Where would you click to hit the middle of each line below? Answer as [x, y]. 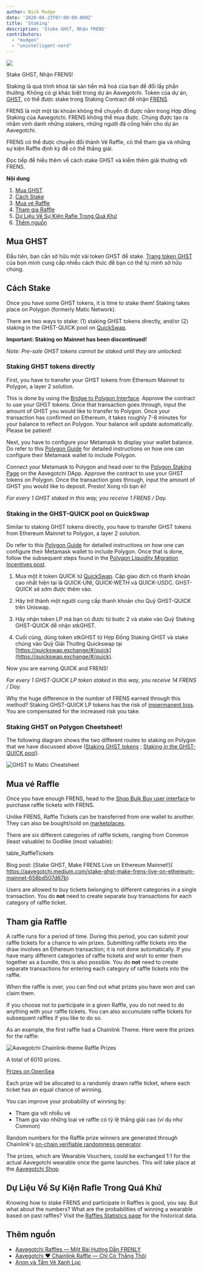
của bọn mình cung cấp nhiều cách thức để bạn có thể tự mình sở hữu [94, 262]
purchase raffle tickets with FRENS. [51, 805]
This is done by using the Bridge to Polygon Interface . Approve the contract [101, 398]
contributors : [24, 35]
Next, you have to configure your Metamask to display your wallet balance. [100, 442]
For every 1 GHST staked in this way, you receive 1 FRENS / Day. [87, 498]
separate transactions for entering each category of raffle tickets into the [97, 968]
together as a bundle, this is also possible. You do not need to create [92, 962]
